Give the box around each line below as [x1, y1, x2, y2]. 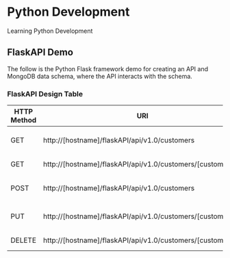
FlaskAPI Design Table [7, 89, 84, 99]
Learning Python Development [7, 27, 93, 35]
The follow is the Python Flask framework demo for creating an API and [7, 64, 209, 73]
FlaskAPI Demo [7, 47, 74, 58]
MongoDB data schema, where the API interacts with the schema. [7, 72, 193, 80]
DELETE [10, 235, 36, 245]
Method [10, 116, 37, 125]
